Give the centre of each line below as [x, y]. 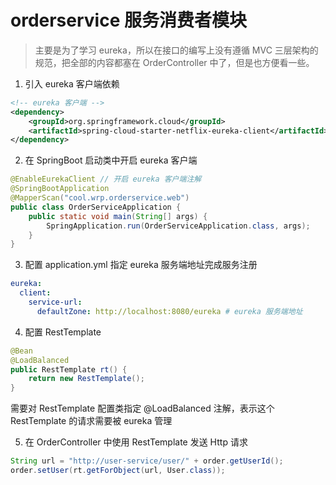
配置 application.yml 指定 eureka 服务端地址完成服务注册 [141, 265]
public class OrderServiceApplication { [96, 207]
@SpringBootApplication [60, 189]
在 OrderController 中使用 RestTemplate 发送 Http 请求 [136, 442]
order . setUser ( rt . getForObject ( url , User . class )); [118, 471]
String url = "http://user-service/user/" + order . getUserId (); [147, 461]
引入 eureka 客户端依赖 [72, 83]
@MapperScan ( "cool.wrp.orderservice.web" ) [100, 198]
